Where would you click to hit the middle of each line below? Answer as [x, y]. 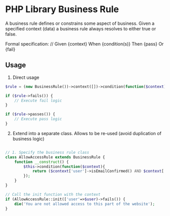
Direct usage [26, 77]
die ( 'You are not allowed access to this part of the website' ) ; [85, 204]
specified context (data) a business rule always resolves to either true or [81, 28]
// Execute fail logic [38, 100]
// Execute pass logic [38, 119]
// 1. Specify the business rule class [47, 152]
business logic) [28, 139]
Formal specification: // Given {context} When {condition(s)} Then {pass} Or [84, 44]
